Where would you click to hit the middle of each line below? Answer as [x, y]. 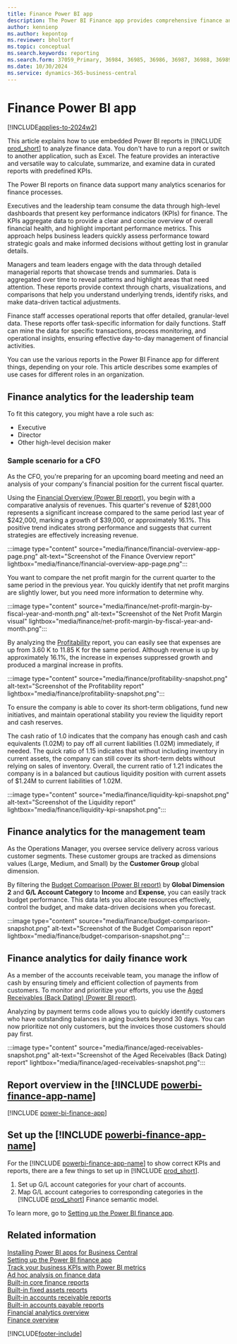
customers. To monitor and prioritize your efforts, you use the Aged [105, 990]
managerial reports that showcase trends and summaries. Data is [102, 272]
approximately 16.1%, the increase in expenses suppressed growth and [110, 657]
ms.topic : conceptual [39, 47]
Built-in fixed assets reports [48, 1290]
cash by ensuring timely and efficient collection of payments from [103, 983]
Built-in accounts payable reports [56, 1304]
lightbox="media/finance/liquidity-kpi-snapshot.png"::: [87, 809]
